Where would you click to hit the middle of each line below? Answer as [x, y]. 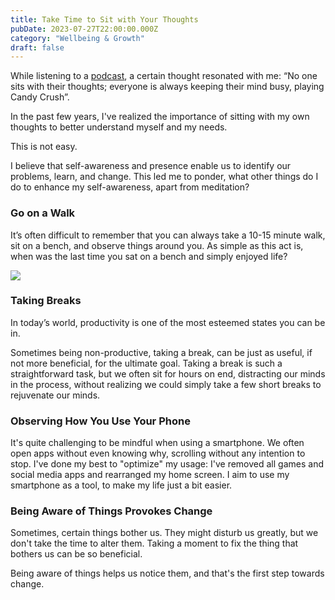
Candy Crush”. [40, 97]
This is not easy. [44, 147]
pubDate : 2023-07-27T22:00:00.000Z [84, 29]
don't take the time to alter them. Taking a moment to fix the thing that [154, 543]
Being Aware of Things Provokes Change [111, 511]
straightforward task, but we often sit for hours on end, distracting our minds [168, 373]
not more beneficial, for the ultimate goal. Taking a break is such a [146, 363]
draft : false [37, 47]
